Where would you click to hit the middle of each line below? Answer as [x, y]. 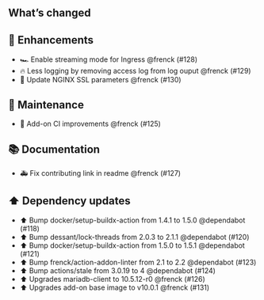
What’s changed [50, 13]
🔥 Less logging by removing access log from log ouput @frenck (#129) [135, 71]
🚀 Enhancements [51, 40]
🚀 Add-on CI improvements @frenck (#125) [90, 124]
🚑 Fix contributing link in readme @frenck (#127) [100, 173]
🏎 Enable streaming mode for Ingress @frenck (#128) [109, 59]
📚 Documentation [54, 150]
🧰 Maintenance [46, 105]
